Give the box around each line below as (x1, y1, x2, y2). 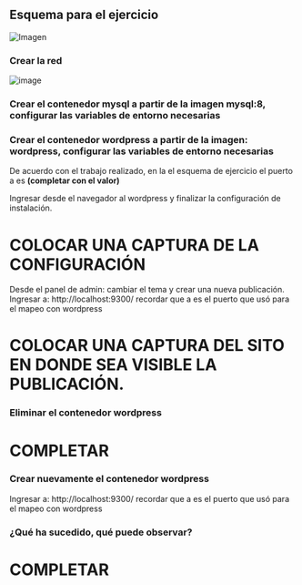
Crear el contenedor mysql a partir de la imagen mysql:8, (9, 97, 267, 110)
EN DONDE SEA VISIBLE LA (9, 354, 217, 375)
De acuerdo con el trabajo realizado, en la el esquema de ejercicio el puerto (9, 166, 294, 177)
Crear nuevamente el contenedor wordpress (9, 473, 209, 486)
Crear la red (9, 54, 63, 67)
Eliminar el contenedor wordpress (9, 406, 162, 419)
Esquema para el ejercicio (9, 7, 159, 23)
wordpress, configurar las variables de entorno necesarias (9, 145, 275, 158)
